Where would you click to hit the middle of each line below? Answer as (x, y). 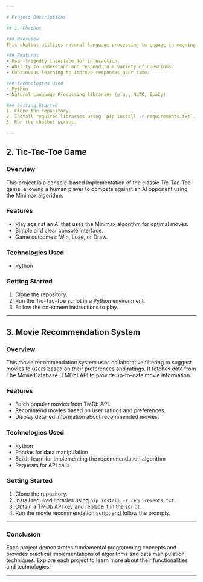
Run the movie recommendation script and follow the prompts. (93, 513)
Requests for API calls (42, 465)
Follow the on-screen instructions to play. (67, 307)
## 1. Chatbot (24, 28)
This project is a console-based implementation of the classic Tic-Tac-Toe (99, 183)
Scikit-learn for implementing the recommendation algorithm (90, 458)
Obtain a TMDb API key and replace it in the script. (78, 507)
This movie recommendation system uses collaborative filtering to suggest (99, 363)
